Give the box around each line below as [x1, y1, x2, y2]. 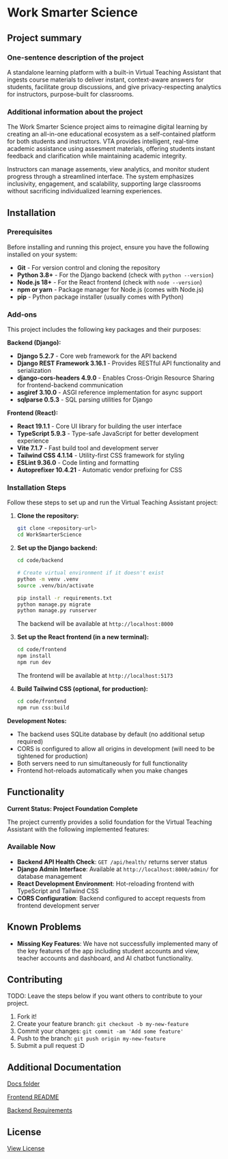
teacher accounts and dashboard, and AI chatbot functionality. [16, 954, 193, 962]
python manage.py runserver [16, 607, 97, 614]
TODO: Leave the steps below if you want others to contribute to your [7, 992, 203, 1000]
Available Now [7, 842, 56, 851]
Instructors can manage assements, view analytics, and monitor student [7, 165, 210, 173]
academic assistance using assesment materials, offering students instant [7, 145, 215, 153]
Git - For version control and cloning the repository [16, 263, 160, 271]
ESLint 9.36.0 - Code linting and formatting [16, 459, 140, 467]
